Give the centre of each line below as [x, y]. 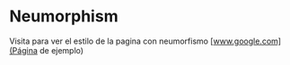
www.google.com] [247, 41]
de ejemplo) [61, 50]
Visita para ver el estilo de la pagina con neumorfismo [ [111, 41]
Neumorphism [64, 16]
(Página [24, 50]
